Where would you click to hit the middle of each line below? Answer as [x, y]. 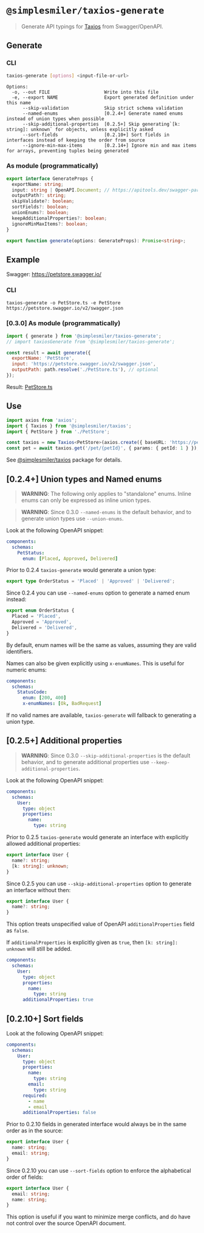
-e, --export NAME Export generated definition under [103, 97]
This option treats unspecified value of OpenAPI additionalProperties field [100, 924]
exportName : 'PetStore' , [43, 359]
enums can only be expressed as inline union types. [86, 500]
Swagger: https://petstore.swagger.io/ [54, 274]
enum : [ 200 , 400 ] [44, 698]
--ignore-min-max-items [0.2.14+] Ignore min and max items [110, 145]
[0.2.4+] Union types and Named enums [84, 479]
